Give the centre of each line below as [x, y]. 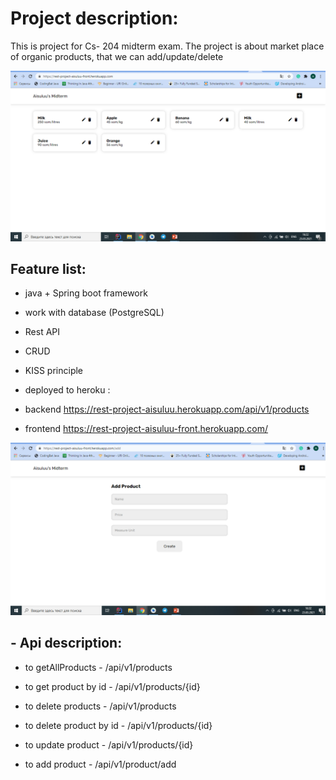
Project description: [94, 18]
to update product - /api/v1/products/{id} [109, 744]
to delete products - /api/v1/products [100, 706]
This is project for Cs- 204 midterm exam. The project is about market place [167, 46]
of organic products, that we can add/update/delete [117, 56]
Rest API [42, 332]
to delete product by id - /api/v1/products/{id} [118, 725]
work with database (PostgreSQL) [94, 313]
